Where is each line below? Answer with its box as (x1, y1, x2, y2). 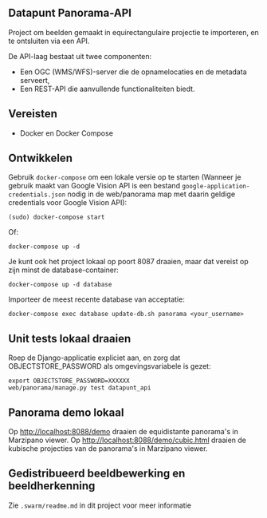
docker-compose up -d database (8, 281, 112, 289)
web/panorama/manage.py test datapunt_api (8, 384, 151, 392)
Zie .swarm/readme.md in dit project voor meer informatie (8, 500, 191, 510)
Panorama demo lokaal (8, 405, 124, 419)
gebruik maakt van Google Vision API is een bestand (8, 181, 181, 191)
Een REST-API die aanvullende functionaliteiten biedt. (19, 84, 195, 93)
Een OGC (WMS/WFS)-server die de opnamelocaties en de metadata (19, 67, 247, 77)
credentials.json (8, 191, 66, 199)
